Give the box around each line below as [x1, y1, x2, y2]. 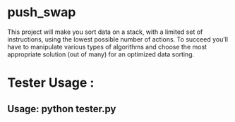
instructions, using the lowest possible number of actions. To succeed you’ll [7, 35, 228, 43]
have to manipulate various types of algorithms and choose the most [7, 42, 207, 51]
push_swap [7, 4, 76, 20]
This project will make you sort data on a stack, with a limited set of [7, 28, 203, 36]
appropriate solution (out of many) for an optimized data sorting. [7, 50, 195, 59]
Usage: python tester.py [7, 103, 116, 115]
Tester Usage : [7, 75, 95, 91]
